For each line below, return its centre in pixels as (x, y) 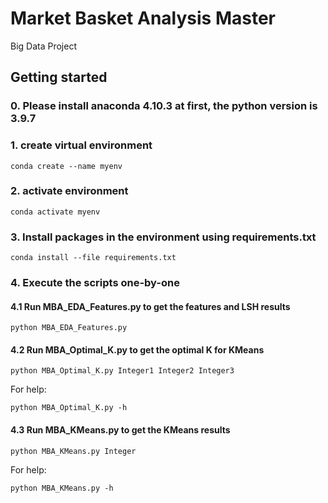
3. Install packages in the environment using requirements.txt (163, 237)
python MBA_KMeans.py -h (62, 488)
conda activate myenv (55, 212)
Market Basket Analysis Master (143, 18)
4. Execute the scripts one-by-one (95, 283)
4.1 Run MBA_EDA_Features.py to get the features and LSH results (150, 306)
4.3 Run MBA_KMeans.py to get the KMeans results (120, 430)
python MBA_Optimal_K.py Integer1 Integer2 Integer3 (122, 371)
